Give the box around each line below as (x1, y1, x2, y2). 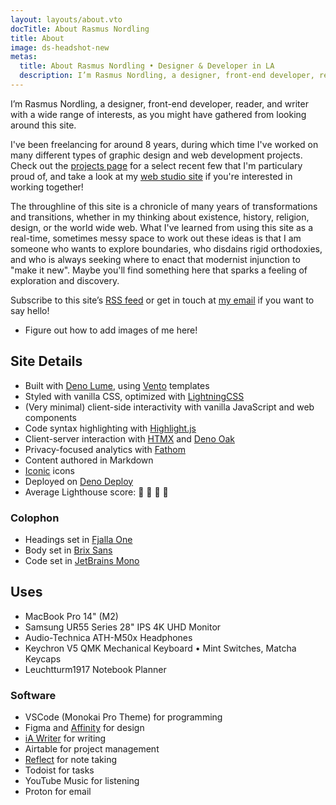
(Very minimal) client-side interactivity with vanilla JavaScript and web (24, 401, 315, 413)
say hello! (10, 304, 50, 316)
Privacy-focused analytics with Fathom (24, 443, 186, 455)
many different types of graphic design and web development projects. (10, 149, 303, 161)
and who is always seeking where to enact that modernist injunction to (10, 253, 301, 265)
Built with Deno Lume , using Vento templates (24, 379, 210, 391)
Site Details (10, 353, 83, 370)
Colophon (10, 511, 60, 525)
